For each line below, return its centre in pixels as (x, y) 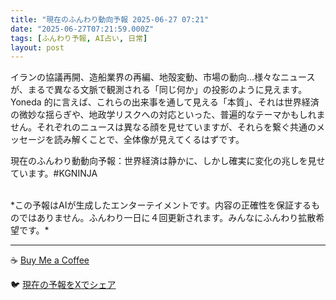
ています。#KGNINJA (54, 173)
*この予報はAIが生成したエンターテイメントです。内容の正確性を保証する (161, 205)
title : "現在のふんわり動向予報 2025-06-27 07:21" (109, 19)
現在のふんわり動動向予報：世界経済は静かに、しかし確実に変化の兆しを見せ (168, 161)
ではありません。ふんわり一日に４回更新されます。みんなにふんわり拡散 (167, 218)
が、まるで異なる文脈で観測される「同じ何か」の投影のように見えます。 (159, 90)
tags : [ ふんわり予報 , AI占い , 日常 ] (79, 38)
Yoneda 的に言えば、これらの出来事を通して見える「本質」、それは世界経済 (165, 102)
